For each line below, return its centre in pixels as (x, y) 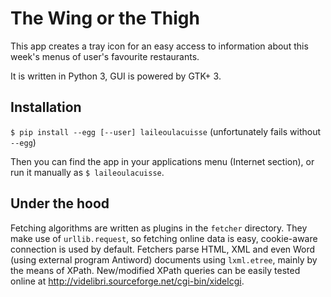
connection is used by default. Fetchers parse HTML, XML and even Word (163, 249)
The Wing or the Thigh (105, 18)
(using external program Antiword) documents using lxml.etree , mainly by (164, 259)
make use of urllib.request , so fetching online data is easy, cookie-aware (164, 238)
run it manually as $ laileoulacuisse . (87, 172)
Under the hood (60, 203)
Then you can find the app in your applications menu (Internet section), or (162, 161)
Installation (46, 107)
